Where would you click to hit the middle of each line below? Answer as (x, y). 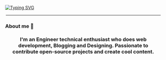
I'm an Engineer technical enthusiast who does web (83, 39)
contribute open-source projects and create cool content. (83, 52)
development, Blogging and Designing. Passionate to (83, 45)
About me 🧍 (19, 26)
